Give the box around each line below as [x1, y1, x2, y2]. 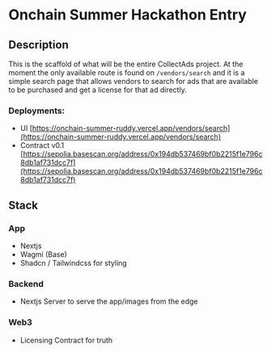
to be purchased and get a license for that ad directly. [8, 85, 188, 95]
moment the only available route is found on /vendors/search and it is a [8, 68, 245, 78]
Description [8, 38, 69, 52]
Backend [8, 278, 44, 289]
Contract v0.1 [19, 141, 65, 150]
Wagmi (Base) [19, 249, 67, 259]
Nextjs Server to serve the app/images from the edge [19, 296, 198, 306]
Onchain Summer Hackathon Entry [8, 6, 247, 24]
